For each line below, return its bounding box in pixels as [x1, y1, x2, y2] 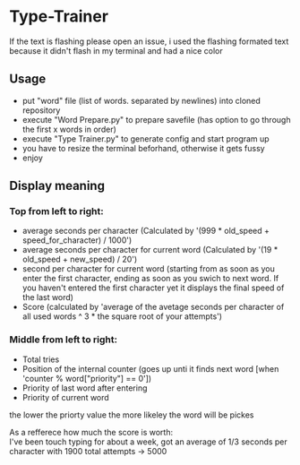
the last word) [21, 292, 74, 303]
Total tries [21, 354, 60, 365]
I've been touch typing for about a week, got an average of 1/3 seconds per [9, 436, 288, 447]
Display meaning [9, 178, 106, 194]
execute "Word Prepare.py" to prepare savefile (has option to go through [21, 114, 291, 125]
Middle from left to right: [9, 333, 118, 346]
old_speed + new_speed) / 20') [21, 254, 138, 265]
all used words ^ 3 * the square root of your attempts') [21, 311, 222, 322]
